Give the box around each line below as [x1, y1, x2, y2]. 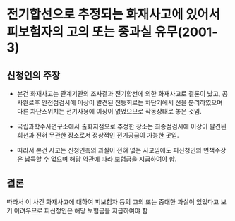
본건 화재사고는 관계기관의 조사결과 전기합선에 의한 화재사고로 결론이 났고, [16, 90, 221, 97]
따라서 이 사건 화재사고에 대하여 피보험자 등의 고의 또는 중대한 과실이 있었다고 [6, 197, 219, 205]
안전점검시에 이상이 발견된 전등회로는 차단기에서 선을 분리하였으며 [41, 98, 223, 107]
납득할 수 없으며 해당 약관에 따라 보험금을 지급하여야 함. [24, 155, 177, 163]
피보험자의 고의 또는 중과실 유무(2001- [6, 24, 218, 40]
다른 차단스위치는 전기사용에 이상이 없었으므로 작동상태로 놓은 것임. [16, 107, 202, 115]
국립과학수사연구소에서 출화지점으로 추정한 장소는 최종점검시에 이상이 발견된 [16, 122, 227, 131]
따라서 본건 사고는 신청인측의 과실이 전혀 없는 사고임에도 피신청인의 [16, 146, 202, 154]
